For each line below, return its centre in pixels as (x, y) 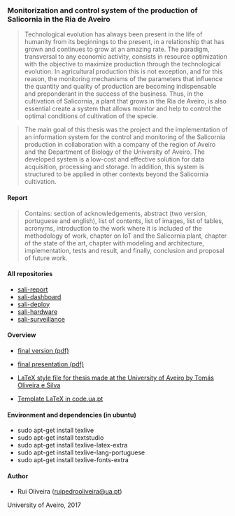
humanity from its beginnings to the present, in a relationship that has (124, 42)
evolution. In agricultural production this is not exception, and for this (123, 71)
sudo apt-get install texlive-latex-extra (72, 445)
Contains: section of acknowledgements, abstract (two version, (116, 213)
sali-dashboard (39, 296)
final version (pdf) (43, 350)
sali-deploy (34, 304)
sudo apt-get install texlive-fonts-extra (73, 460)
